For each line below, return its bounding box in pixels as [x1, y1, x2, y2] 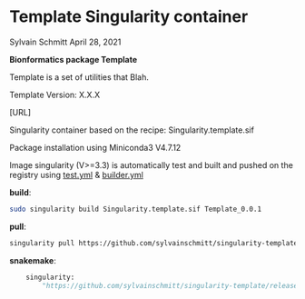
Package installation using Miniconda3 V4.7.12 [9, 142, 182, 153]
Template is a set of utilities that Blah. [9, 71, 150, 83]
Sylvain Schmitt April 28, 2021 [9, 36, 122, 47]
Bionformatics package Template [9, 54, 138, 65]
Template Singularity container [9, 6, 249, 27]
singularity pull [9, 238, 75, 247]
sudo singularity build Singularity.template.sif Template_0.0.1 [9, 204, 261, 214]
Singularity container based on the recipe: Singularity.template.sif [9, 125, 254, 135]
